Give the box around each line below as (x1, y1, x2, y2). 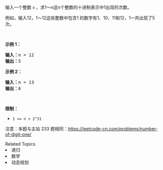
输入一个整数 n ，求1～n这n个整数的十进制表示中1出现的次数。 (5, 4, 132, 10)
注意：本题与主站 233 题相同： (5, 126, 68, 132)
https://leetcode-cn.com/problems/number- (68, 126, 158, 132)
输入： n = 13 (5, 80, 34, 85)
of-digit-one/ (5, 131, 32, 137)
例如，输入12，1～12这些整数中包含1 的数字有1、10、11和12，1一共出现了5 (5, 15, 155, 21)
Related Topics (5, 141, 36, 147)
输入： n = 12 (5, 52, 34, 58)
